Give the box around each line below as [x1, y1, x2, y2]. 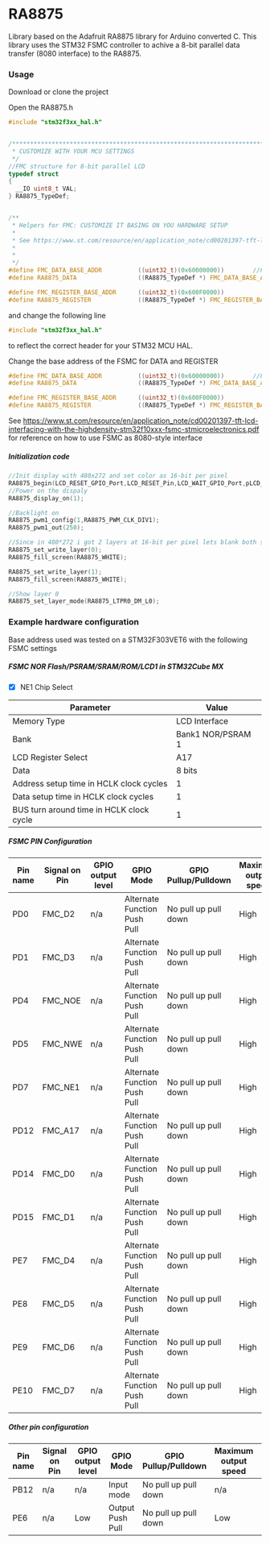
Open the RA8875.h [8, 102, 74, 113]
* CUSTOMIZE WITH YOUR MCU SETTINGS [11, 147, 135, 156]
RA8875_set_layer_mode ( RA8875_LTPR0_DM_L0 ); [8, 597, 160, 605]
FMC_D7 [42, 1384, 76, 1396]
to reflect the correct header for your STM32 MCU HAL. [8, 340, 193, 351]
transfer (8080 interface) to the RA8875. [8, 48, 142, 58]
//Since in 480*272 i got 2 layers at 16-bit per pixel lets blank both [8, 538, 257, 546]
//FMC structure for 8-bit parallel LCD [8, 162, 146, 170]
